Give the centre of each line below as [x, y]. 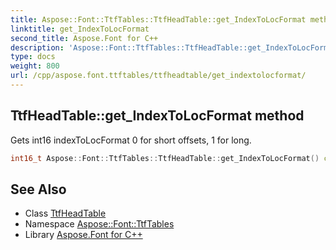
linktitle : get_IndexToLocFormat [80, 29]
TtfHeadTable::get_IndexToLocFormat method [157, 116]
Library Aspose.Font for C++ [83, 235]
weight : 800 [35, 66]
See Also [38, 189]
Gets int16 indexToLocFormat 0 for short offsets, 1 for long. [131, 140]
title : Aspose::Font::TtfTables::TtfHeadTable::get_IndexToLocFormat [158, 19]
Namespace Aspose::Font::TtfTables [99, 224]
